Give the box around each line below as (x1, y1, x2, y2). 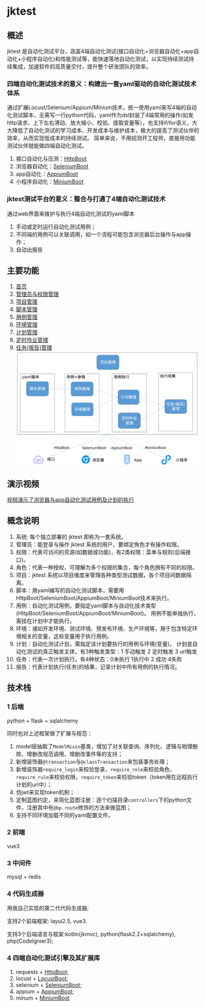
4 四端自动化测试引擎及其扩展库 (7, 954, 100, 962)
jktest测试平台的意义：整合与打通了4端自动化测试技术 (7, 195, 166, 203)
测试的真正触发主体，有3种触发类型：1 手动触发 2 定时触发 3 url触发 (26, 647, 198, 655)
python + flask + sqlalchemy (7, 717, 79, 724)
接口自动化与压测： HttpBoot (15, 155, 87, 163)
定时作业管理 (15, 336, 48, 344)
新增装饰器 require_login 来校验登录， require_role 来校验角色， (15, 765, 176, 773)
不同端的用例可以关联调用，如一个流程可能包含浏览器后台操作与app (15, 231, 186, 238)
